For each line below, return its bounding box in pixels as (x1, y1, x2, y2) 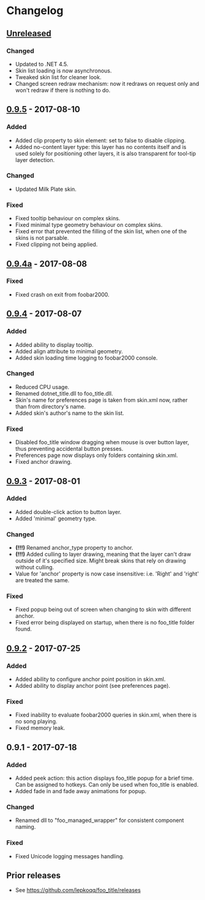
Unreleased (6, 28, 52, 39)
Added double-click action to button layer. (15, 508, 122, 515)
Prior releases (6, 871, 61, 881)
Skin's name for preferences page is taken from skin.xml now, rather (15, 396, 188, 404)
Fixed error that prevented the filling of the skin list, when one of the (15, 228, 187, 235)
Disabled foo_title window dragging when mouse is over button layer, (15, 439, 190, 446)
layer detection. (15, 156, 55, 163)
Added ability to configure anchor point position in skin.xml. (15, 675, 166, 683)
